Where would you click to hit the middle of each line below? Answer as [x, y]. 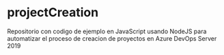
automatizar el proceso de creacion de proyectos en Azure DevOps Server [112, 38]
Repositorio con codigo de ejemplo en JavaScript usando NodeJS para [107, 31]
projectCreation [53, 13]
